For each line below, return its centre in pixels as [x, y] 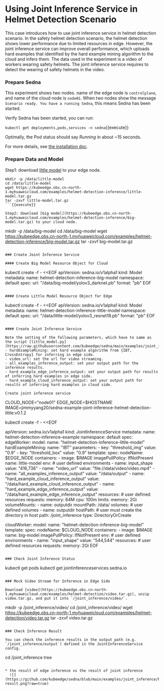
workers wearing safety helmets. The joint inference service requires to [77, 64]
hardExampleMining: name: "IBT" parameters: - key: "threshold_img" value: [81, 447]
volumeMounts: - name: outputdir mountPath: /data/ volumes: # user [74, 505]
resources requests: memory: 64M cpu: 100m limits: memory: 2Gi [71, 499]
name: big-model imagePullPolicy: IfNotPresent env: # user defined [73, 535]
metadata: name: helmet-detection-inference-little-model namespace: [76, 310]
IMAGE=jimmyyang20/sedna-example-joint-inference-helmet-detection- [78, 408]
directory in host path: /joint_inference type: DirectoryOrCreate [68, 515]
